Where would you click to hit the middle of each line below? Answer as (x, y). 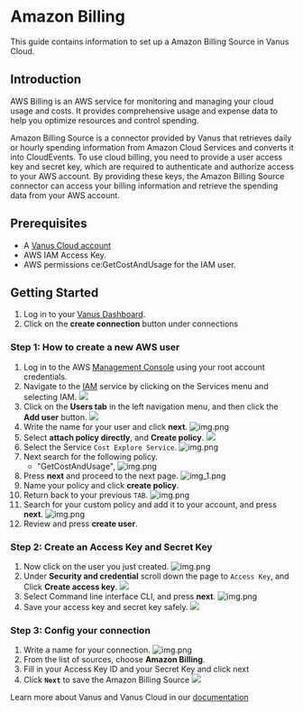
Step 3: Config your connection (81, 630)
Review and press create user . (80, 524)
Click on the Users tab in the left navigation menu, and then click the (151, 406)
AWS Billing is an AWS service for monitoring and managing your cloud (142, 101)
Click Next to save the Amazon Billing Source (106, 680)
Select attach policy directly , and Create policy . (114, 437)
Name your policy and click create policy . (101, 485)
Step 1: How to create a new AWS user (95, 347)
